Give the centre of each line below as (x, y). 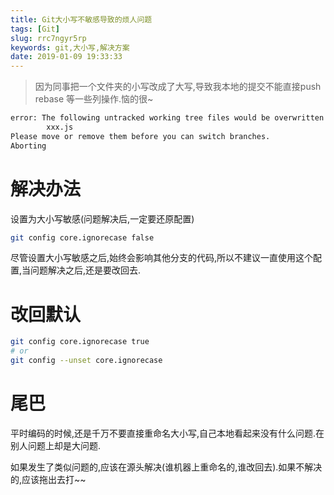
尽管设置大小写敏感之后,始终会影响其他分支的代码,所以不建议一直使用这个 (162, 258)
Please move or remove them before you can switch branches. (140, 136)
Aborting (28, 146)
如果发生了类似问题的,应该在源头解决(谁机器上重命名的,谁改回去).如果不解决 (166, 467)
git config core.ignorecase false (82, 237)
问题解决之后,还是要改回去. (86, 270)
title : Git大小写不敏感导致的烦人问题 (81, 19)
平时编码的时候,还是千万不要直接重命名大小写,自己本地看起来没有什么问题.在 (167, 433)
